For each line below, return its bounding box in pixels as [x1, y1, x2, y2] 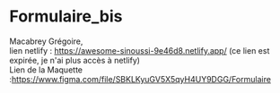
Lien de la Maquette [9, 64, 83, 75]
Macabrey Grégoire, [9, 36, 83, 46]
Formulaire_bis [9, 6, 123, 27]
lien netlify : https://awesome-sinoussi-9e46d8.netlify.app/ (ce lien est [9, 45, 270, 55]
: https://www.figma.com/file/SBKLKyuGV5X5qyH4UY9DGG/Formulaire [9, 73, 272, 84]
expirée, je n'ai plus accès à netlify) [9, 55, 141, 65]
